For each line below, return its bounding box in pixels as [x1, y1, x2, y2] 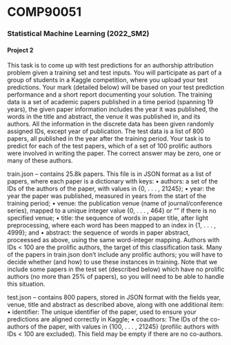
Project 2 [7, 46, 34, 54]
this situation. [7, 280, 46, 288]
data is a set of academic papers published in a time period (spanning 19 [7, 98, 214, 106]
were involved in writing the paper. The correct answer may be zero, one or [7, 149, 221, 157]
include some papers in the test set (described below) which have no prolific [7, 265, 225, 273]
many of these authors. [7, 157, 74, 165]
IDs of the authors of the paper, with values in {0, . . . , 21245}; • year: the [7, 184, 216, 193]
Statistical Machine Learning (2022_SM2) [7, 29, 150, 39]
